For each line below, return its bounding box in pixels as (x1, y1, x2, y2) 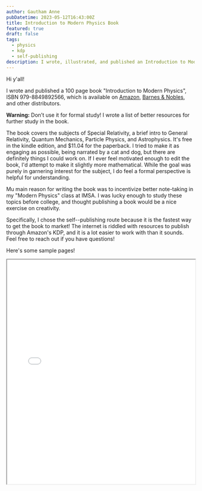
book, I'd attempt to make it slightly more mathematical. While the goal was (6, 161, 191, 168)
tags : (6, 37, 20, 43)
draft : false (6, 31, 39, 37)
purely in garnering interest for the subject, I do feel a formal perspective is (6, 167, 191, 174)
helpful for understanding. (6, 174, 71, 181)
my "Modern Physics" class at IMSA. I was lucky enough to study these (6, 192, 182, 199)
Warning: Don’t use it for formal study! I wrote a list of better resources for (6, 111, 190, 119)
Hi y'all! (6, 75, 25, 83)
